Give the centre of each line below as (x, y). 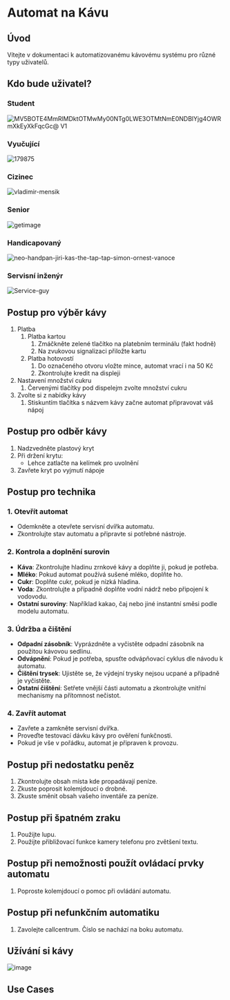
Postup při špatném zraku (64, 818)
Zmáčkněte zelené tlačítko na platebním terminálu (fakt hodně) (127, 343)
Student (21, 104)
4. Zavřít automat (37, 713)
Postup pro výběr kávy (57, 312)
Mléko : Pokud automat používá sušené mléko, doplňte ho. (100, 574)
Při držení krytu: (40, 455)
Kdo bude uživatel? (49, 84)
